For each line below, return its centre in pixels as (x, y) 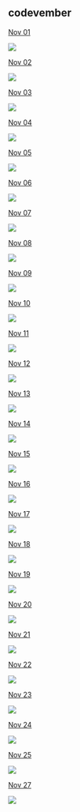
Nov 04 (20, 122)
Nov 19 (19, 574)
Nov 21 (19, 634)
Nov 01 (20, 32)
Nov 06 (20, 182)
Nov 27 (20, 784)
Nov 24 (20, 724)
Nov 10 (20, 303)
